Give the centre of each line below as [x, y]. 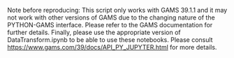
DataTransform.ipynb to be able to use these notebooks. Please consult [110, 40]
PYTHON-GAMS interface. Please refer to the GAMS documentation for [110, 25]
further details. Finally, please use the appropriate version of [94, 32]
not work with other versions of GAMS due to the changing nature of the [111, 17]
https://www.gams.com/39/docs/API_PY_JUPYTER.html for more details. [112, 47]
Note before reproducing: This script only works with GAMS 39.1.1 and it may [117, 10]
